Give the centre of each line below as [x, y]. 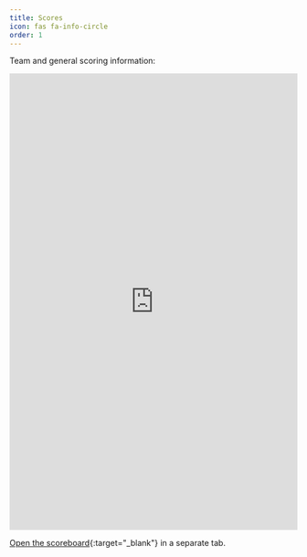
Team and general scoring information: [83, 61]
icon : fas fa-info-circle [58, 26]
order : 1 [26, 35]
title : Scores [37, 18]
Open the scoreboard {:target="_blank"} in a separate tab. [118, 543]
